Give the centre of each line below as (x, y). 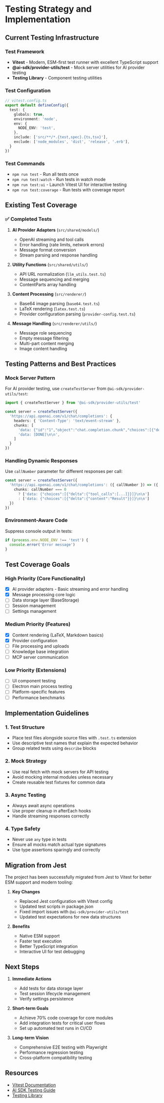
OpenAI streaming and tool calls (51, 239)
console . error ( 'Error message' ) (42, 545)
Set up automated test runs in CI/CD (56, 1028)
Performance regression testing (51, 1052)
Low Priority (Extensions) (36, 670)
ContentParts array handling (48, 284)
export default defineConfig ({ (37, 105)
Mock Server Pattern (30, 378)
